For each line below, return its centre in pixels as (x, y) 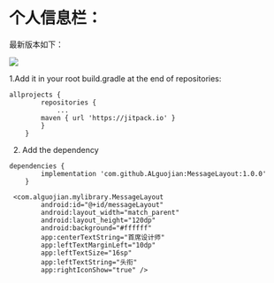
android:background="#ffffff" (96, 228)
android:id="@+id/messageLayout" (103, 204)
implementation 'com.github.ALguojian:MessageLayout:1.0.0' (154, 173)
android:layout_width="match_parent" (110, 212)
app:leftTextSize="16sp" (87, 253)
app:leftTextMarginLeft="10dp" (99, 245)
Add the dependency (60, 149)
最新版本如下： (36, 44)
